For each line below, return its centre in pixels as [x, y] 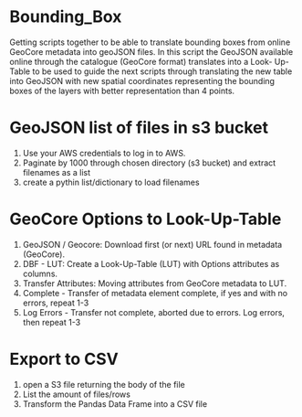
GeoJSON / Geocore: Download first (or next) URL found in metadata [152, 244]
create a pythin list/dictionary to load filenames [111, 182]
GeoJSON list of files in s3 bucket [139, 128]
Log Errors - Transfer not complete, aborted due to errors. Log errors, [154, 312]
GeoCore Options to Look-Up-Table [146, 219]
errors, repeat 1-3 [56, 303]
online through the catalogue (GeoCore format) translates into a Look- [141, 61]
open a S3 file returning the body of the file [104, 384]
